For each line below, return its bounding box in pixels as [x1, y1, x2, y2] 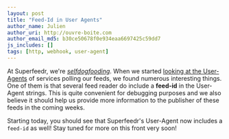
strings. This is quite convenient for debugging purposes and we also [25, 88, 221, 97]
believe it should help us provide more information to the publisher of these [7, 96, 219, 104]
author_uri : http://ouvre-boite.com [7, 29, 112, 36]
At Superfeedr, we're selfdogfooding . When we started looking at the [7, 66, 202, 75]
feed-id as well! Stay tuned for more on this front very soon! [7, 124, 177, 132]
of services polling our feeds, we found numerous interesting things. [28, 74, 222, 82]
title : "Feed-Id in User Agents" [7, 16, 103, 23]
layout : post [7, 10, 45, 17]
